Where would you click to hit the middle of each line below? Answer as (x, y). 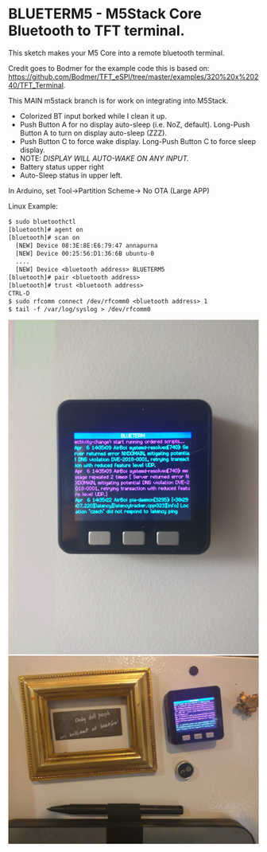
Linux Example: (33, 206)
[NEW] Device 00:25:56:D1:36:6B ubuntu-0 (85, 253)
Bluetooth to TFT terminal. (97, 31)
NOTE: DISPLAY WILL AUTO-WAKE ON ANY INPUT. (104, 158)
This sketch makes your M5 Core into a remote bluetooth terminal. (116, 53)
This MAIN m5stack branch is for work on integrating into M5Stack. (118, 100)
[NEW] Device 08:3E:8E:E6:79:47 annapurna (87, 245)
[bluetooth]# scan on (44, 237)
